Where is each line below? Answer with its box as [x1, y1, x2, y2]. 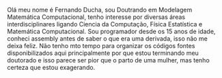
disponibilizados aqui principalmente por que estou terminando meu [7, 49, 199, 57]
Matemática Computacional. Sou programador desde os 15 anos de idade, [7, 27, 216, 35]
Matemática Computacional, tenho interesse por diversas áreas [7, 13, 186, 21]
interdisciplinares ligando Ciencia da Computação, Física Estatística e [7, 20, 203, 28]
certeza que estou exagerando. [7, 64, 96, 71]
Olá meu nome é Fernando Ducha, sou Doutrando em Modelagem [7, 6, 193, 14]
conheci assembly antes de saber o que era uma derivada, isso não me [7, 35, 208, 43]
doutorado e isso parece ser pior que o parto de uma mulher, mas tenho [7, 56, 210, 64]
